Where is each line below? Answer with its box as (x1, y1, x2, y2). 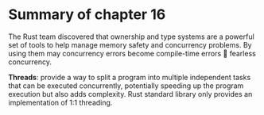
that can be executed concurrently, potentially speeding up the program (8, 81, 244, 90)
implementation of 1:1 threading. (8, 98, 113, 107)
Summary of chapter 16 (8, 6, 166, 24)
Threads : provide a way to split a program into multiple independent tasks (8, 72, 251, 82)
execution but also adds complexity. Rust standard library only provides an (8, 89, 253, 98)
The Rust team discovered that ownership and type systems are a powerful (8, 32, 254, 41)
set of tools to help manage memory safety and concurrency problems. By (8, 40, 252, 49)
